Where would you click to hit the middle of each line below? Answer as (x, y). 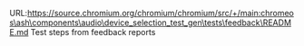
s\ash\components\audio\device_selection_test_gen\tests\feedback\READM (151, 23)
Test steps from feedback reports (93, 32)
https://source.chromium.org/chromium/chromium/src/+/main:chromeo (161, 13)
